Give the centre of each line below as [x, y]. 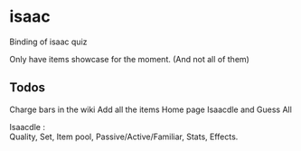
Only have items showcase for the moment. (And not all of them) [130, 59]
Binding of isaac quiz [48, 42]
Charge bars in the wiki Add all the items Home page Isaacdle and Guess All [150, 109]
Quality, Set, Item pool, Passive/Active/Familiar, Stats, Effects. [124, 137]
